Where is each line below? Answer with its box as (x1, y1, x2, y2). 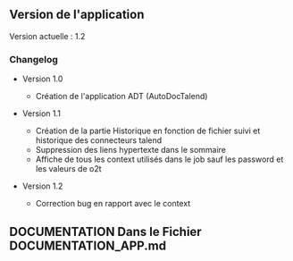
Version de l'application (9, 7, 145, 22)
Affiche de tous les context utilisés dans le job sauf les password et (35, 154, 284, 164)
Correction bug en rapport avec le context (35, 198, 191, 209)
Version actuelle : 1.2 (9, 30, 86, 41)
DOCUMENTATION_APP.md (9, 238, 167, 253)
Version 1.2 (21, 181, 63, 191)
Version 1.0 (21, 73, 63, 84)
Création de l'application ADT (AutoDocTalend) (35, 91, 208, 102)
